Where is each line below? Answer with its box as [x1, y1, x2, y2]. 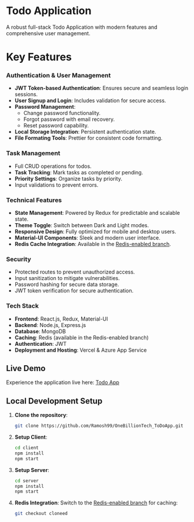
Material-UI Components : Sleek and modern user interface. [14, 234, 160, 241]
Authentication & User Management [6, 72, 111, 80]
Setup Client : [14, 433, 48, 441]
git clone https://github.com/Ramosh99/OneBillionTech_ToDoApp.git [14, 423, 183, 429]
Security [6, 255, 31, 263]
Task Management [6, 149, 61, 157]
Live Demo [6, 363, 46, 373]
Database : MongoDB [14, 328, 66, 335]
